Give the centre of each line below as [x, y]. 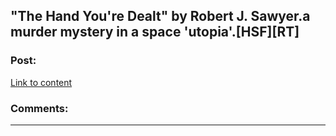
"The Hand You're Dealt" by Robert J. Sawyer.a [160, 16]
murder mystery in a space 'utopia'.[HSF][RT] [155, 32]
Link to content [41, 82]
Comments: [39, 108]
